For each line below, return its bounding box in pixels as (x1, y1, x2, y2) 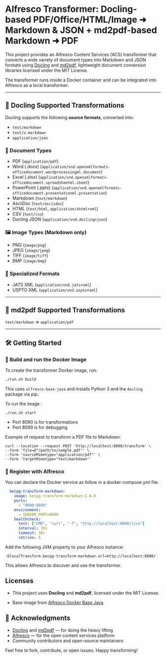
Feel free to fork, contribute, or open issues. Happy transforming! (5, 647, 138, 653)
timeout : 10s (18, 530, 45, 535)
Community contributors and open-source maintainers (12, 638, 124, 644)
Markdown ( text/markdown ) (12, 195, 68, 201)
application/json (12, 135, 48, 140)
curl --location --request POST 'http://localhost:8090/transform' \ (5, 444, 152, 449)
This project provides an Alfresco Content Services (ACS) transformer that (5, 51, 157, 58)
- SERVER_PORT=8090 (18, 512, 58, 517)
